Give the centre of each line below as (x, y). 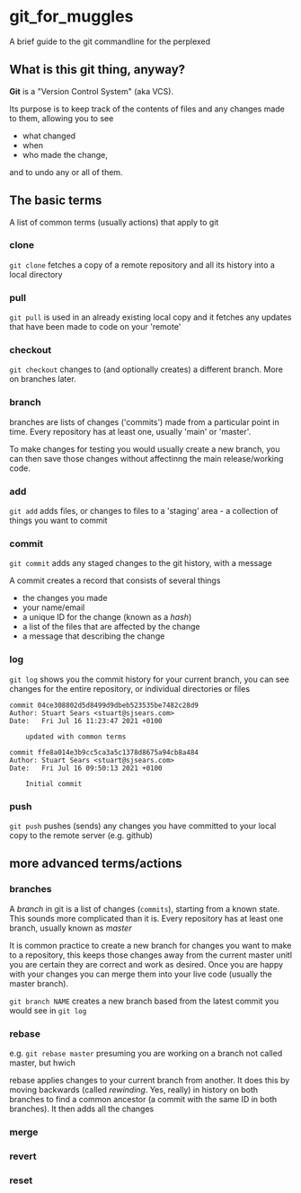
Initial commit (54, 783)
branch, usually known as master (71, 928)
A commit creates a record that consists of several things (115, 580)
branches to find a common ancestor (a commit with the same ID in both (143, 1099)
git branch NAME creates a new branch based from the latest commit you (144, 1001)
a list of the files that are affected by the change (111, 627)
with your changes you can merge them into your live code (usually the (141, 974)
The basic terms (56, 201)
